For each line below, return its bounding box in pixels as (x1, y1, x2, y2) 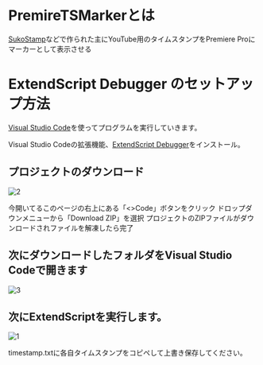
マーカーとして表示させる (8, 44, 92, 53)
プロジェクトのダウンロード (8, 165, 145, 179)
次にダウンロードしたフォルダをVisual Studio (8, 249, 233, 262)
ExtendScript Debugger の (8, 76, 184, 93)
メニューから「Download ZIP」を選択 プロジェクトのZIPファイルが (21, 213, 241, 223)
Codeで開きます (8, 263, 88, 278)
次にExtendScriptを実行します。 (8, 310, 168, 324)
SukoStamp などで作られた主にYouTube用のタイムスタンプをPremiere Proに (8, 34, 256, 44)
